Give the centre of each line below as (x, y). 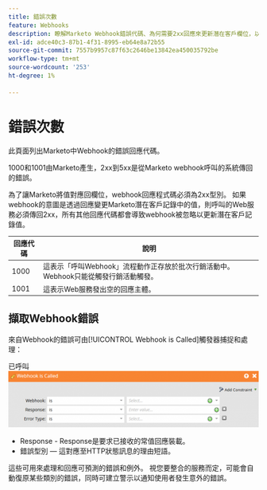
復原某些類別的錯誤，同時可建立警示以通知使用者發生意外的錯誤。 (123, 478)
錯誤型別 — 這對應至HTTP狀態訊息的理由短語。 (97, 451)
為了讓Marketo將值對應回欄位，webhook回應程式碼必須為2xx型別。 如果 (127, 194)
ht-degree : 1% (32, 76)
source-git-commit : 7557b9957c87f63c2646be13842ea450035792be (113, 51)
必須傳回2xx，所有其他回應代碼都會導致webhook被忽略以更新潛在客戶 (130, 214)
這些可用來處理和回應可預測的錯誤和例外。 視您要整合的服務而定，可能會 (128, 468)
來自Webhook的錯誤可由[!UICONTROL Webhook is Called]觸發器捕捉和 (124, 339)
